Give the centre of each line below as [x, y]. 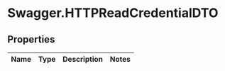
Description [83, 59]
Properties [31, 39]
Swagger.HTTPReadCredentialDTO [113, 13]
